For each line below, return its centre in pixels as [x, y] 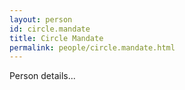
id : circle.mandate [50, 29]
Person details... [42, 76]
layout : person [41, 19]
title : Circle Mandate [56, 38]
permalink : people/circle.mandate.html [92, 47]
